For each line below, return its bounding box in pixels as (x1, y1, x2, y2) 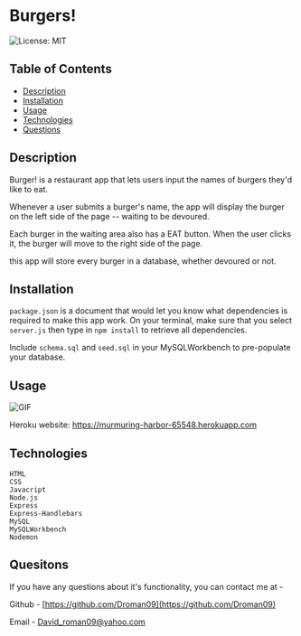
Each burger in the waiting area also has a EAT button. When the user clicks (9, 228, 292, 239)
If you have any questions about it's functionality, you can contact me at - (9, 581, 284, 592)
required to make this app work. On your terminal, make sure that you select (9, 315, 292, 326)
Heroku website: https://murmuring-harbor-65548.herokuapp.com (9, 419, 258, 430)
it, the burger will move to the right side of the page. (9, 238, 203, 248)
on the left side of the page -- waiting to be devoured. (9, 210, 210, 221)
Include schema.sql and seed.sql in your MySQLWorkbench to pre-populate (9, 342, 291, 353)
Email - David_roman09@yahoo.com (9, 616, 146, 627)
